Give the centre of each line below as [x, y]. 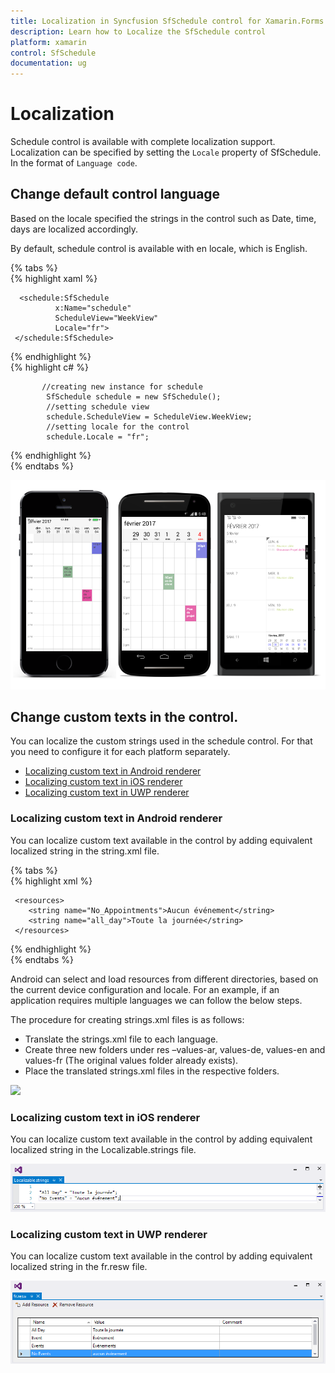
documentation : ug [48, 63]
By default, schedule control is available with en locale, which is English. [159, 248]
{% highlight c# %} [49, 367]
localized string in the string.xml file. [85, 851]
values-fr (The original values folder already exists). [131, 1060]
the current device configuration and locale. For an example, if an [145, 989]
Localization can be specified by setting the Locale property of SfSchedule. [166, 152]
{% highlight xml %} [51, 881]
